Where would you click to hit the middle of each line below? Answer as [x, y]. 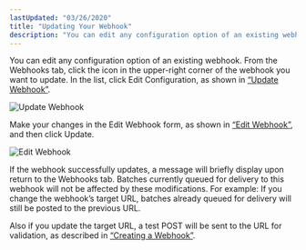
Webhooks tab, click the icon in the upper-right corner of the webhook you [150, 70]
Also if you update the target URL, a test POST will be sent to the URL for [146, 226]
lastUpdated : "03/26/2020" [61, 18]
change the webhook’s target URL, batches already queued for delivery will [150, 199]
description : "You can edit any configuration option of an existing [144, 35]
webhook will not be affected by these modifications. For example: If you [146, 189]
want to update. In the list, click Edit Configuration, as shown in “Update [144, 80]
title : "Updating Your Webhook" [71, 26]
